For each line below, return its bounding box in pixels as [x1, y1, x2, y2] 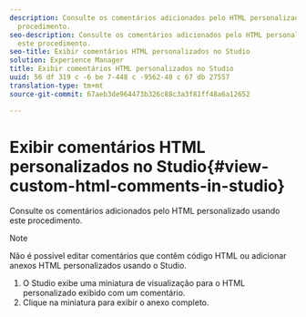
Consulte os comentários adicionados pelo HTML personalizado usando [9, 206, 280, 217]
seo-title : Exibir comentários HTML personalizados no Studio [9, 47, 250, 56]
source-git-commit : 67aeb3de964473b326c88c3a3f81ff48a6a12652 [9, 89, 250, 98]
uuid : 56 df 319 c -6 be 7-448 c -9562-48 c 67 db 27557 [9, 73, 230, 82]
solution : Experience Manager [9, 56, 125, 65]
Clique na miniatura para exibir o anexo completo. [22, 297, 209, 308]
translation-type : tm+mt [9, 81, 104, 90]
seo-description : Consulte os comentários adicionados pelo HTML [9, 30, 262, 39]
